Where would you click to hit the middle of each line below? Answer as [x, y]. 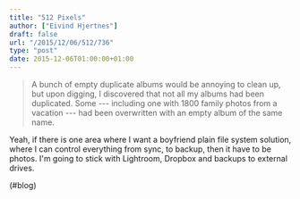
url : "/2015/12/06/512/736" [62, 42]
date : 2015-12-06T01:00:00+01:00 [72, 59]
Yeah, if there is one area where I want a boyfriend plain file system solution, [150, 140]
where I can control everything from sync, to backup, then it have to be [140, 149]
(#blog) [23, 185]
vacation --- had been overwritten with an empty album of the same [157, 113]
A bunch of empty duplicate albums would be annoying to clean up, [156, 84]
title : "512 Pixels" [48, 17]
